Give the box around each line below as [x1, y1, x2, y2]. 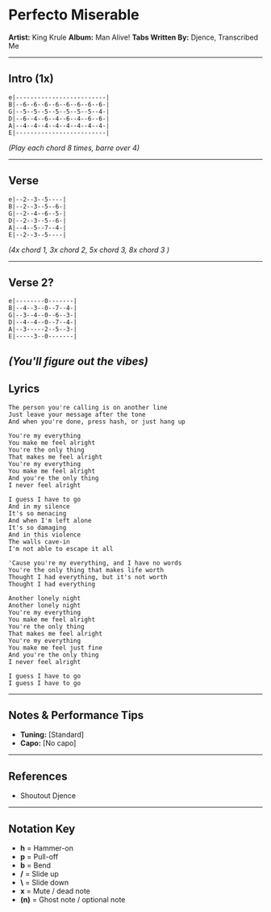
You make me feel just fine [8, 644, 103, 652]
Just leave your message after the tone [8, 410, 147, 418]
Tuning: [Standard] [19, 729, 85, 740]
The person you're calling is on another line [8, 403, 168, 411]
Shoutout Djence [19, 791, 77, 801]
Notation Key [8, 822, 76, 835]
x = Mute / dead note [19, 886, 91, 896]
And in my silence [8, 502, 70, 511]
